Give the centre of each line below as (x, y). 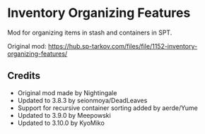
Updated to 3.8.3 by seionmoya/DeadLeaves (82, 100)
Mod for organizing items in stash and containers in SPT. (90, 32)
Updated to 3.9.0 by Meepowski (64, 115)
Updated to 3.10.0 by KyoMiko (61, 123)
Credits (24, 76)
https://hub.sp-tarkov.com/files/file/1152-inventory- (123, 46)
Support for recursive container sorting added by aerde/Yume (107, 108)
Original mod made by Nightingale (67, 92)
